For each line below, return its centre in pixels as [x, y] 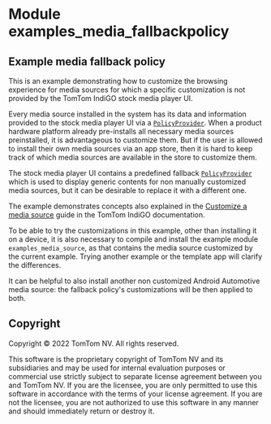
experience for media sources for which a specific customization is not [127, 90]
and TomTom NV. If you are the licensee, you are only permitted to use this [133, 385]
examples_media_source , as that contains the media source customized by [131, 248]
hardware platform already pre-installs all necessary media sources [121, 131]
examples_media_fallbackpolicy [119, 31]
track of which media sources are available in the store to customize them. [133, 157]
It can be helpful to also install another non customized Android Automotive [134, 281]
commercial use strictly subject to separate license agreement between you [135, 376]
